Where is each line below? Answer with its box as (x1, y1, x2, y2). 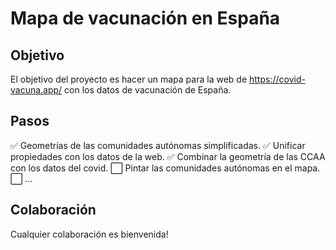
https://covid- (248, 73, 306, 85)
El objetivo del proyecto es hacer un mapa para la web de (10, 73, 248, 85)
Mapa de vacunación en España (10, 7, 281, 30)
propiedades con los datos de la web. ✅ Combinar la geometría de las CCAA (10, 150, 326, 162)
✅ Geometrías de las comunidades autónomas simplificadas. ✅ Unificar (10, 139, 306, 151)
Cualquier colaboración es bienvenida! (10, 228, 169, 240)
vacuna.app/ (10, 84, 63, 96)
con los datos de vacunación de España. (64, 84, 232, 96)
